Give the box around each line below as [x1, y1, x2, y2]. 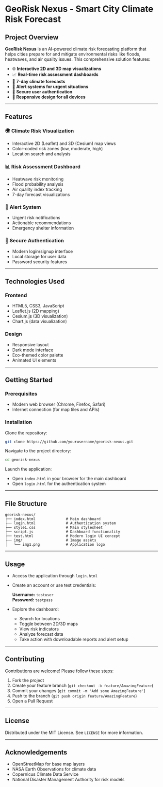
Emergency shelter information [12, 225, 74, 231]
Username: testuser [12, 591, 54, 597]
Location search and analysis [12, 151, 71, 157]
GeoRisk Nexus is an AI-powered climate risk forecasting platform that [5, 46, 147, 52]
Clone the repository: [5, 429, 48, 436]
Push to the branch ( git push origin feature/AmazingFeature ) [12, 693, 137, 698]
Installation [5, 419, 33, 426]
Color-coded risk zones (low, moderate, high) [12, 145, 103, 151]
